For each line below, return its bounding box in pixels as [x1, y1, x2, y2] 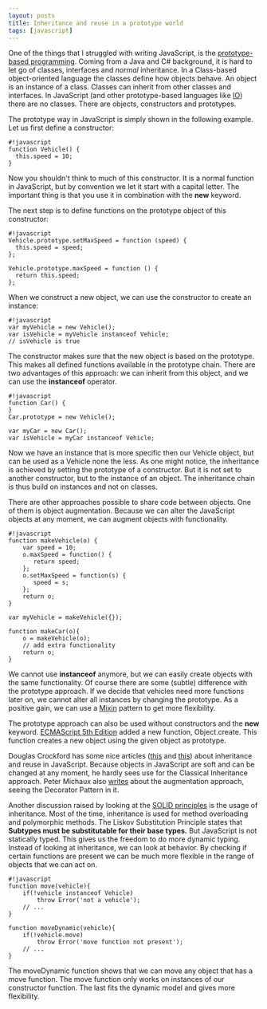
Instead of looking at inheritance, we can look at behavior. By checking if [8, 843, 247, 853]
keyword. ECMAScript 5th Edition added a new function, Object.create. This [8, 727, 257, 737]
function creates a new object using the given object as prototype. [8, 735, 227, 746]
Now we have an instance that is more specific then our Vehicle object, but [8, 448, 254, 458]
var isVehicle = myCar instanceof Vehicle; [8, 434, 155, 443]
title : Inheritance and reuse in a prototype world [8, 19, 183, 27]
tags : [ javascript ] [8, 26, 73, 34]
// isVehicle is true [8, 337, 80, 345]
